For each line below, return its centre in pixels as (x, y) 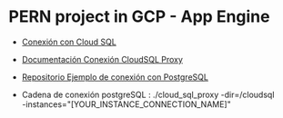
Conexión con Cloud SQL (69, 42)
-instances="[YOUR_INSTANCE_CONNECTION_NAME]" (126, 104)
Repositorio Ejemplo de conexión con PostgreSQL (115, 77)
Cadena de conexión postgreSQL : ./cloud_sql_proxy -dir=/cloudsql (148, 94)
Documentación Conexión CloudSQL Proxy (102, 59)
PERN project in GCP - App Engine (139, 17)
